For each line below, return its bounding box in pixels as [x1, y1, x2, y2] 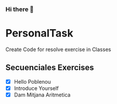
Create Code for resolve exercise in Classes [5, 46, 112, 53]
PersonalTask [5, 27, 74, 40]
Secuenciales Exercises [5, 63, 94, 73]
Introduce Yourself [13, 84, 59, 92]
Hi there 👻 [5, 5, 35, 13]
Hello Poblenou [13, 78, 51, 85]
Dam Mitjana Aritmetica [13, 91, 71, 98]
